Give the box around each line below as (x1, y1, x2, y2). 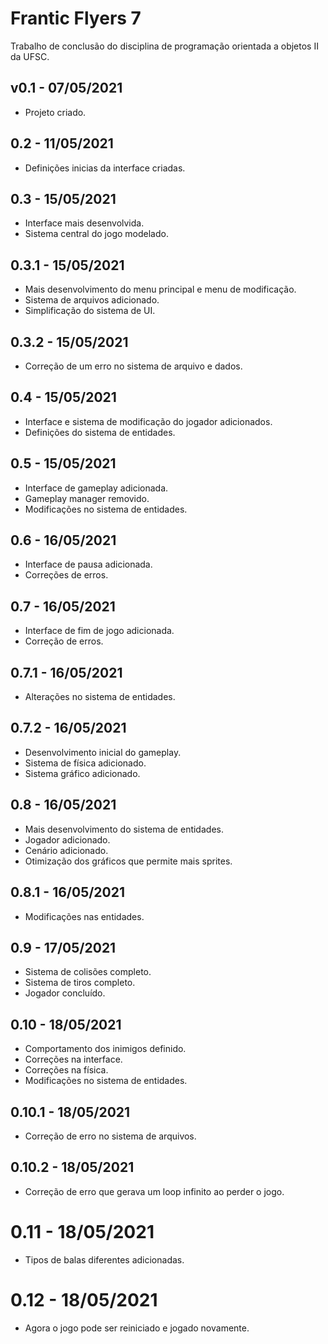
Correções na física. (24, 1064, 109, 1076)
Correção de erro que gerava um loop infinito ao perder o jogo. (24, 1185, 285, 1197)
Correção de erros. (24, 635, 104, 647)
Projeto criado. (24, 106, 87, 118)
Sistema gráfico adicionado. (24, 767, 141, 779)
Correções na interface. (24, 1053, 123, 1066)
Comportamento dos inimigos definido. (24, 1043, 187, 1055)
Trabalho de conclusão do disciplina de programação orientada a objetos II (10, 40, 319, 52)
